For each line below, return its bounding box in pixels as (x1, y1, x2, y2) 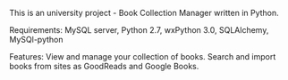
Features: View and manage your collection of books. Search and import (9, 52, 276, 61)
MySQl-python (9, 35, 64, 44)
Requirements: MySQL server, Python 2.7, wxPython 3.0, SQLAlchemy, (9, 25, 269, 35)
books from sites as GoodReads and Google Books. (9, 61, 199, 71)
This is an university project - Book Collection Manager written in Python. (9, 8, 279, 18)
